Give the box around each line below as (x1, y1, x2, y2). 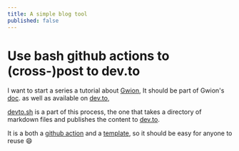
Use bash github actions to (7, 48, 170, 64)
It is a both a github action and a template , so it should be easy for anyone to (7, 129, 233, 137)
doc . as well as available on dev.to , (7, 94, 110, 103)
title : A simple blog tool (7, 10, 88, 18)
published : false (7, 17, 59, 24)
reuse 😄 (7, 137, 33, 145)
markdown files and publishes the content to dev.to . (7, 115, 161, 124)
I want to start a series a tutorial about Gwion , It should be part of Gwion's (7, 86, 225, 95)
